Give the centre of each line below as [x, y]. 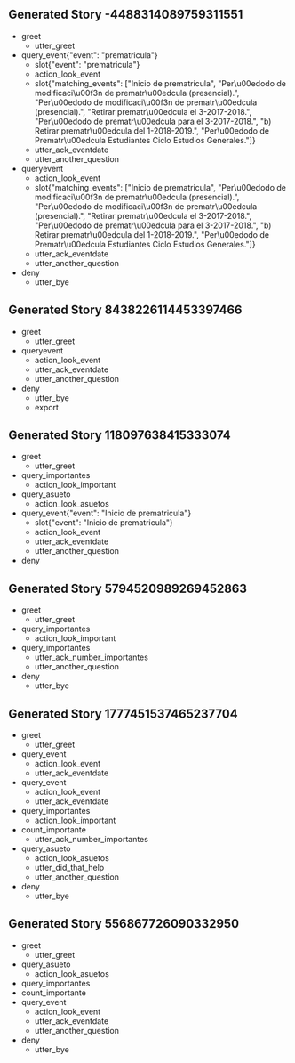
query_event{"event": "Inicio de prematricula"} [106, 513]
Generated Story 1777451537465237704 [123, 714]
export [47, 407]
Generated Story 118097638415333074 [120, 435]
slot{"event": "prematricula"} [87, 64]
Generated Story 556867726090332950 [124, 924]
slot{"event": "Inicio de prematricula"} [104, 523]
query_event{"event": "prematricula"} [90, 55]
